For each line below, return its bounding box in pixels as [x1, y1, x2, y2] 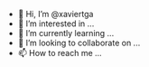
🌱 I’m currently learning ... [17, 28, 115, 38]
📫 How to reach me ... [17, 48, 102, 58]
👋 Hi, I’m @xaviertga [17, 9, 94, 19]
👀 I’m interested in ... [17, 18, 95, 29]
